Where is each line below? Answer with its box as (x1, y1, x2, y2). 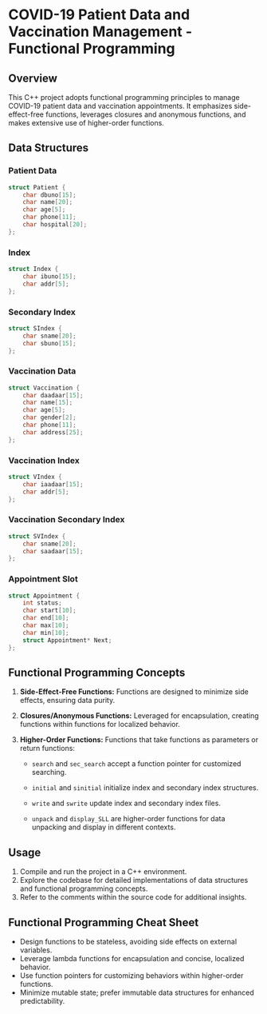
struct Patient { (8, 183, 66, 191)
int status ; (22, 599, 62, 607)
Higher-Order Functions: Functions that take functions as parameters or (19, 735, 259, 745)
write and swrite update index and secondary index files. (31, 798, 222, 808)
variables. (19, 945, 53, 955)
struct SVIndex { (8, 532, 66, 541)
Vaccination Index (8, 454, 80, 465)
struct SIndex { (8, 324, 62, 333)
